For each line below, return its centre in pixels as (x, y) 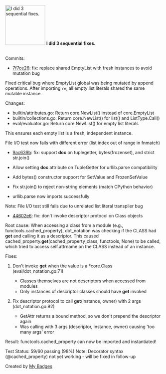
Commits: (15, 58)
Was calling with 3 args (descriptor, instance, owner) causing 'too (87, 327)
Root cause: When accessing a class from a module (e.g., (64, 225)
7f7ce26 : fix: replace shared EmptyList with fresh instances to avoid (82, 68)
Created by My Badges (29, 366)
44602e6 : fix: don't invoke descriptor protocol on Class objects (78, 216)
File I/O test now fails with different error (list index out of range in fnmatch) (83, 143)
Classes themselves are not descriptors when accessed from (83, 281)
